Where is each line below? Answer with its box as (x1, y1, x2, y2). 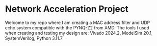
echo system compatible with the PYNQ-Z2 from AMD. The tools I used (5, 24, 150, 30)
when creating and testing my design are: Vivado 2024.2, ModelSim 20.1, (5, 30, 153, 36)
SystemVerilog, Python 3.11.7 (5, 35, 63, 41)
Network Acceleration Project (5, 3, 129, 15)
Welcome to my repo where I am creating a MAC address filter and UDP (5, 20, 150, 25)
